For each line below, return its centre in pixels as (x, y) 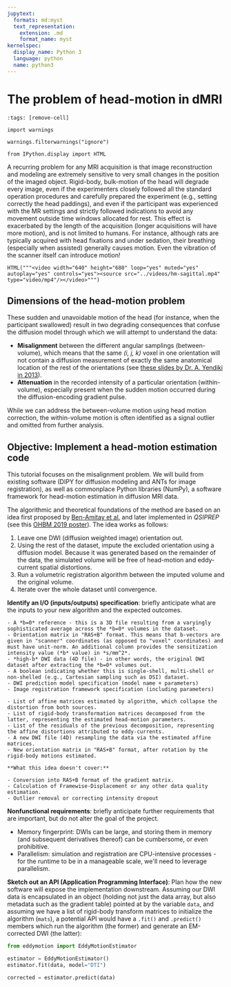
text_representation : (44, 26)
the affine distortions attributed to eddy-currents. (86, 732)
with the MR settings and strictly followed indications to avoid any (100, 211)
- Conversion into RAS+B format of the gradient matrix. (91, 780)
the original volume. (45, 582)
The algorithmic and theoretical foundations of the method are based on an (114, 510)
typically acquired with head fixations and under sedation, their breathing (111, 240)
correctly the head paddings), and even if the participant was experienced (113, 203)
